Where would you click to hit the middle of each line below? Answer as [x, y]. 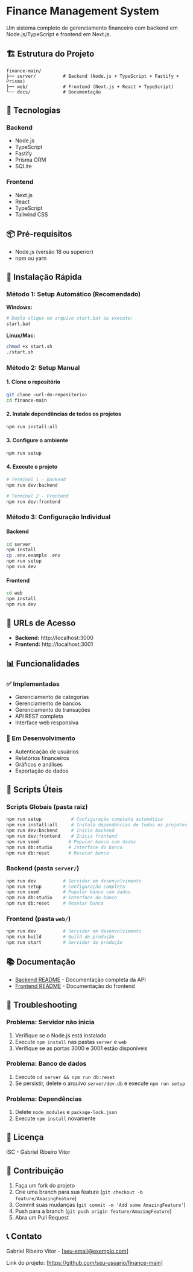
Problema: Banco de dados [46, 1064]
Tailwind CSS [31, 214]
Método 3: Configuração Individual [59, 517]
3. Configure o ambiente [37, 440]
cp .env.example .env [33, 555]
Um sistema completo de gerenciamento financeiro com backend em [92, 28]
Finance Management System [83, 11]
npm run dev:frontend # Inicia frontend [62, 836]
